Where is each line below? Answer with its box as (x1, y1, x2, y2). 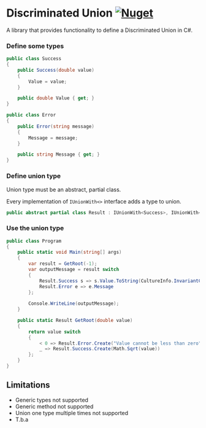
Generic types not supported (15, 396, 89, 403)
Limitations (6, 380, 50, 391)
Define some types (6, 42, 64, 50)
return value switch (28, 329, 81, 335)
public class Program (6, 238, 62, 244)
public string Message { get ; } (17, 151, 100, 158)
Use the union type (6, 224, 64, 232)
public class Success (6, 56, 62, 62)
